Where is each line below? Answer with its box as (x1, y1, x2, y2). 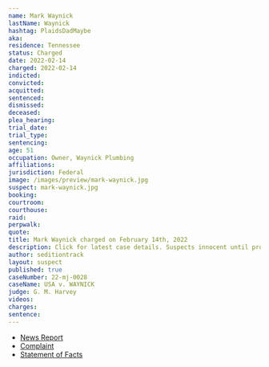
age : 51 (8, 146, 34, 154)
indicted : (8, 71, 42, 80)
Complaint (19, 340, 54, 350)
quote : (8, 228, 30, 237)
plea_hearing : (8, 116, 56, 124)
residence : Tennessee (8, 42, 81, 50)
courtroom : (8, 198, 45, 206)
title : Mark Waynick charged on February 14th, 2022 (8, 236, 188, 244)
